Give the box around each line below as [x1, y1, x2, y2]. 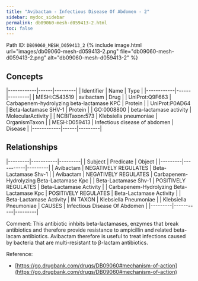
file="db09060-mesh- [120, 48, 175, 55]
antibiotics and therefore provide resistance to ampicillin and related [6, 226, 173, 233]
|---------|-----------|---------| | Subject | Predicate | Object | [6, 158, 158, 165]
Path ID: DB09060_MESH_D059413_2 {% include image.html [6, 42, 142, 49]
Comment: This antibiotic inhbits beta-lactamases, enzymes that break [6, 220, 179, 227]
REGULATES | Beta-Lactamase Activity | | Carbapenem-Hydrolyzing [6, 183, 173, 190]
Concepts [6, 71, 43, 81]
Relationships [6, 142, 58, 152]
